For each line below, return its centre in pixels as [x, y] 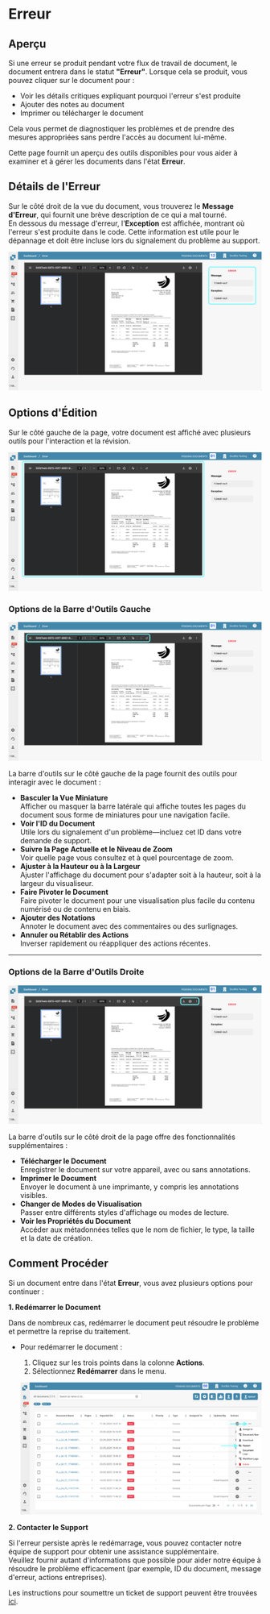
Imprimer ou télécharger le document [82, 113]
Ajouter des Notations [57, 918]
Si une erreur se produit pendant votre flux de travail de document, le [123, 63]
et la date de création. [56, 1238]
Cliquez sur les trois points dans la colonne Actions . [118, 1362]
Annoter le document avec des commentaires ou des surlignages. [129, 926]
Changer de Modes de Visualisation [81, 1204]
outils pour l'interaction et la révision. [70, 441]
